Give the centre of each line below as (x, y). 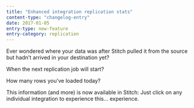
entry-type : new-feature (37, 28)
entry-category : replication (43, 34)
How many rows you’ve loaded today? (53, 81)
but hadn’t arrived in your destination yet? (58, 58)
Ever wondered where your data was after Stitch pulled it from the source (97, 51)
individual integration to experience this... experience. (73, 99)
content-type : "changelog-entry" (48, 17)
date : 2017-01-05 (28, 23)
